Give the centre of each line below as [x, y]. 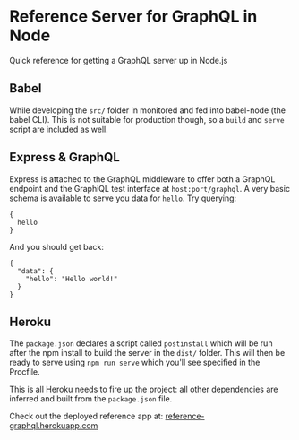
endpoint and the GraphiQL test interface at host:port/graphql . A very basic [150, 188]
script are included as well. [59, 129]
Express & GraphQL [65, 157]
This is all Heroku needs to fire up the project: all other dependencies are [144, 389]
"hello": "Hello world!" [72, 279]
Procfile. [25, 372]
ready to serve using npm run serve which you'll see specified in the [135, 362]
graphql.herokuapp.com [54, 426]
